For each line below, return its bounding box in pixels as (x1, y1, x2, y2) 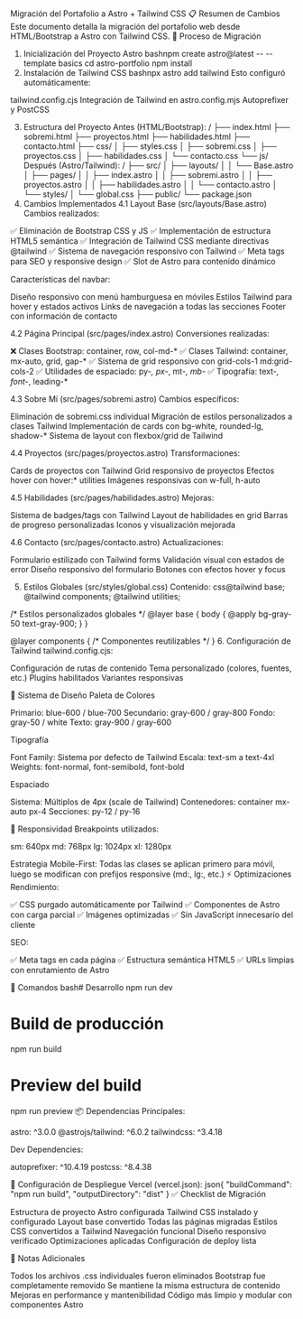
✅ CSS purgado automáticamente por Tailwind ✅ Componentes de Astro (10, 899, 280, 910)
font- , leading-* (10, 376, 69, 386)
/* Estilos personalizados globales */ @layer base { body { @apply (10, 608, 256, 619)
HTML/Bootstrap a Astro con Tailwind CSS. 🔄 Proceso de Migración (10, 31, 262, 42)
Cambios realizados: (23, 208, 100, 218)
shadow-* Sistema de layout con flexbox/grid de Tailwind (10, 431, 224, 441)
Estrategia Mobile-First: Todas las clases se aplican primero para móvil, (10, 859, 276, 869)
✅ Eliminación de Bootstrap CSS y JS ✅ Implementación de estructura (10, 226, 271, 236)
